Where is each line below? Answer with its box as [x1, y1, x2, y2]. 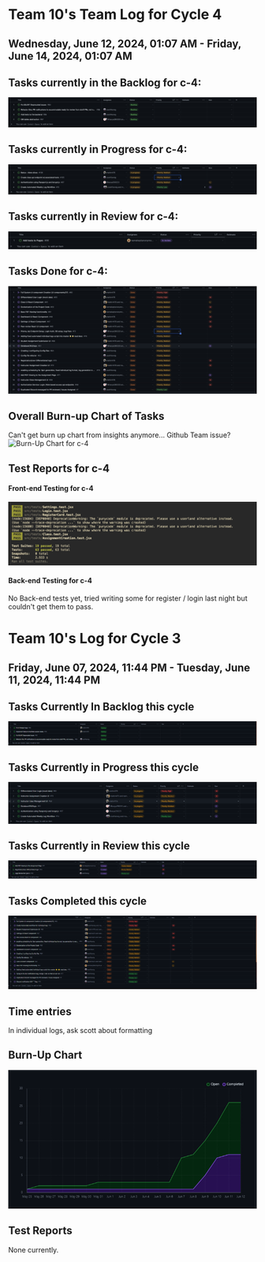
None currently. [8, 1245, 59, 1254]
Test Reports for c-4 [8, 462, 110, 475]
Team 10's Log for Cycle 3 [8, 630, 181, 648]
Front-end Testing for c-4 [8, 484, 94, 493]
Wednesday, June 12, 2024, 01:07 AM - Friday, [8, 37, 242, 51]
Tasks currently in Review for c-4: [8, 210, 179, 223]
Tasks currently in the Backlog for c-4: [8, 76, 202, 89]
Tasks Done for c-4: [8, 264, 108, 278]
